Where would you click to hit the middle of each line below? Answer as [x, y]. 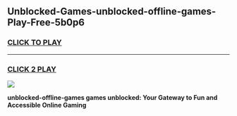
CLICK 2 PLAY [32, 69]
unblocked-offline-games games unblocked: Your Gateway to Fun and [113, 97]
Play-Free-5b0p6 [46, 23]
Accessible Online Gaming [47, 105]
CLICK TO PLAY [35, 43]
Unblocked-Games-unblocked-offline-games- [112, 12]
